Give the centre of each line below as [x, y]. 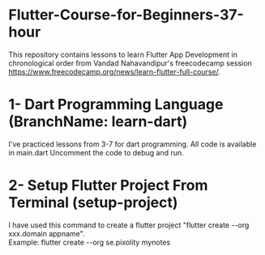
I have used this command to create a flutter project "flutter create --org [129, 225]
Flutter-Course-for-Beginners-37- [126, 15]
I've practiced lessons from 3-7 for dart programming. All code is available [132, 144]
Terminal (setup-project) [93, 203]
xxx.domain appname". [47, 233]
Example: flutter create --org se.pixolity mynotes [90, 242]
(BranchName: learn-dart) [98, 122]
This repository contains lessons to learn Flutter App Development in [123, 54]
